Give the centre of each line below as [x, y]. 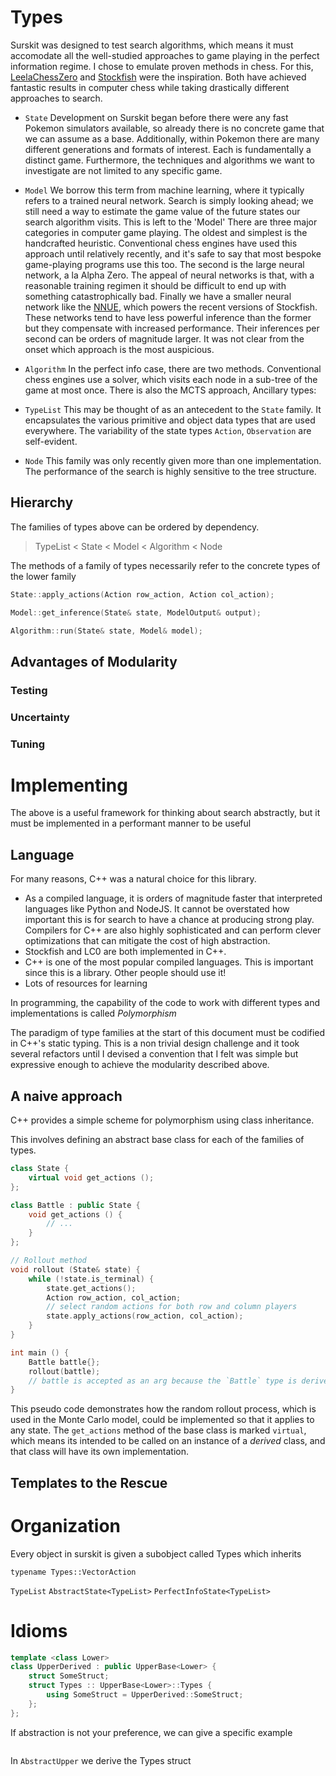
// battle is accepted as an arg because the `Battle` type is [163, 1381]
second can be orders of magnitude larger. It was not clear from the [164, 338]
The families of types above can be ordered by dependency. [135, 527]
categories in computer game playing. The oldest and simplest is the [166, 232]
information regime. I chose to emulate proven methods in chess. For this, [162, 66]
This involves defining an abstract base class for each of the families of [157, 1140]
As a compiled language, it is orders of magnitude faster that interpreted [173, 898]
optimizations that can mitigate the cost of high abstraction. [147, 941]
